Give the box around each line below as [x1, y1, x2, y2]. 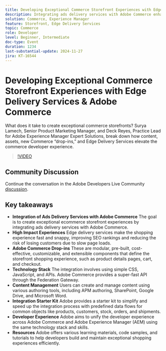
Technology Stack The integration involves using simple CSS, [12, 266, 139, 272]
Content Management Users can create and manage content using [12, 282, 150, 288]
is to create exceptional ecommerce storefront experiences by [12, 219, 139, 225]
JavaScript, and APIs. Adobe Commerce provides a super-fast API [12, 271, 147, 278]
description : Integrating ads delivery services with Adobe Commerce [5, 12, 152, 17]
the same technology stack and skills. [12, 324, 89, 330]
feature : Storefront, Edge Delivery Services [5, 21, 100, 26]
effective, [12, 250, 32, 256]
